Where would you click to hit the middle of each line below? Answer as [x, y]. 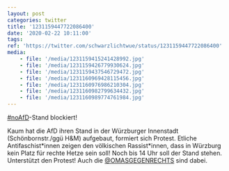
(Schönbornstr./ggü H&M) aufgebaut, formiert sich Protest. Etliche [102, 138]
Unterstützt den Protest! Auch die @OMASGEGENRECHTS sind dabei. [107, 160]
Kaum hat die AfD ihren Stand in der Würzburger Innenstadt [93, 131]
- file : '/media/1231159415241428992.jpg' [82, 59]
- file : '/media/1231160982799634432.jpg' [82, 91]
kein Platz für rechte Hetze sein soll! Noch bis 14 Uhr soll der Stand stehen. [115, 153]
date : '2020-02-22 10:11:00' [49, 33]
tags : [15, 40]
